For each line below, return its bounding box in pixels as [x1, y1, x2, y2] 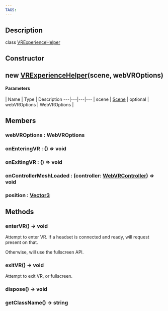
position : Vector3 [5, 192, 50, 199]
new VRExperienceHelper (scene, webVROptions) [5, 71, 163, 80]
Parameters [5, 85, 30, 91]
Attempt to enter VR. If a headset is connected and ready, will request [5, 234, 149, 240]
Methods [5, 207, 34, 216]
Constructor [5, 54, 44, 63]
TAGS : [5, 7, 17, 13]
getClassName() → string [5, 299, 68, 306]
